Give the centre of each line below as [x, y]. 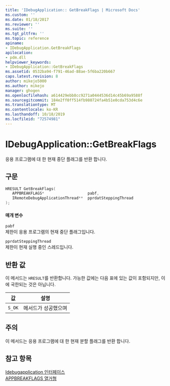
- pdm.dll [16, 57]
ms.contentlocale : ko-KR [32, 110]
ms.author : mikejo [25, 86]
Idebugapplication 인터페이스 [35, 372]
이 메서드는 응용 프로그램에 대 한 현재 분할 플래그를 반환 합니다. [68, 341]
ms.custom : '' [20, 15]
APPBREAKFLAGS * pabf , [56, 194]
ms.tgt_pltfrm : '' [25, 34]
